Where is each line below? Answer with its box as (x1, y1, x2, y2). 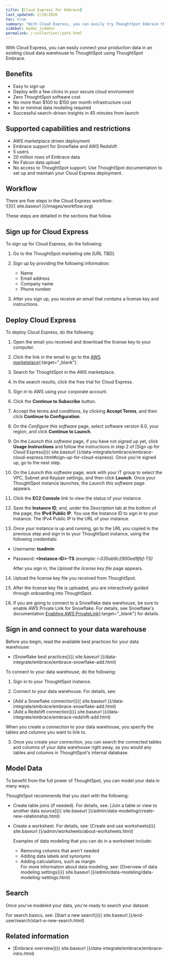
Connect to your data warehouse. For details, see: (13, 688, 117, 694)
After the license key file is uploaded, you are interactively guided (13, 585, 148, 591)
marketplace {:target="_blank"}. (13, 359, 78, 365)
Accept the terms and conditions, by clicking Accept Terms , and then (13, 408, 157, 414)
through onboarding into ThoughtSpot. (13, 590, 93, 596)
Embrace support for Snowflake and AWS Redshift (13, 143, 117, 149)
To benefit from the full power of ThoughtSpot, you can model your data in (6, 777, 160, 783)
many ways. (6, 783, 31, 789)
